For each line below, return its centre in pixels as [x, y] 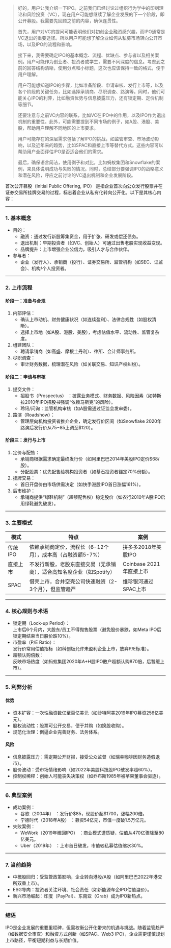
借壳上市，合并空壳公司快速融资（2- [74, 581]
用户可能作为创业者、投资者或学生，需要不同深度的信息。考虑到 [94, 62]
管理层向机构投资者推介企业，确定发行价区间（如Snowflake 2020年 [91, 421]
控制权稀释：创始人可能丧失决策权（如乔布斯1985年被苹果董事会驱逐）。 [88, 776]
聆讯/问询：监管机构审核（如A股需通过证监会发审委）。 [77, 408]
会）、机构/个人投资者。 [45, 269]
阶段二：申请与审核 [25, 377]
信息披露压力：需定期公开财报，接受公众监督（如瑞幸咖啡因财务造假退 [86, 757]
